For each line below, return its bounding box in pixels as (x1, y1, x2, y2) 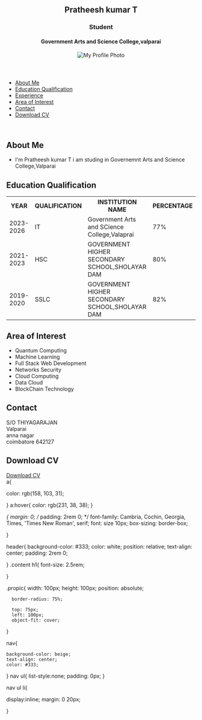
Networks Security (14, 366, 62, 373)
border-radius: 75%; (11, 596, 63, 602)
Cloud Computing (14, 372, 59, 380)
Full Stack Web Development (14, 359, 87, 367)
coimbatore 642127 (6, 438, 55, 445)
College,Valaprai (87, 231, 134, 239)
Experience (14, 92, 43, 99)
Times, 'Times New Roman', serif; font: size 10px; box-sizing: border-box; (6, 519, 188, 527)
